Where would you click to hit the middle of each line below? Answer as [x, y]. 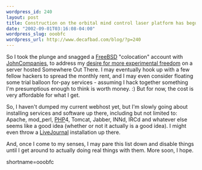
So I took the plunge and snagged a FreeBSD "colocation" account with [95, 57]
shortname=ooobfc [30, 162]
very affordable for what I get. [43, 95]
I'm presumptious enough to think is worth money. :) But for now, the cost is [100, 89]
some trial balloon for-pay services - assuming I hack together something [97, 82]
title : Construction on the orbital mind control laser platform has [95, 23]
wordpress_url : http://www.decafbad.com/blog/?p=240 [74, 40]
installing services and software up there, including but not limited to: [92, 113]
